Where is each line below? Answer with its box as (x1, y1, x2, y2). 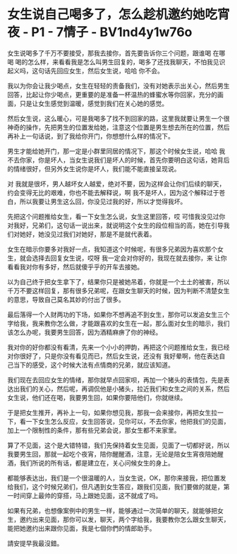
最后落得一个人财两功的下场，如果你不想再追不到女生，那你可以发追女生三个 (7, 310, 230, 319)
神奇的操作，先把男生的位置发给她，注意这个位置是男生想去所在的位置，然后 (7, 123, 230, 131)
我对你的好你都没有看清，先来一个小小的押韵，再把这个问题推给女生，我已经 (7, 343, 230, 351)
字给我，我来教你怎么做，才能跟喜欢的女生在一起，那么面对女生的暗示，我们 (7, 319, 230, 327)
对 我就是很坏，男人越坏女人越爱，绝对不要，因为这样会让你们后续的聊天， (7, 179, 226, 188)
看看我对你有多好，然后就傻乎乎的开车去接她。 (7, 262, 143, 271)
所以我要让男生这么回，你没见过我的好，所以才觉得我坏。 (19, 197, 187, 206)
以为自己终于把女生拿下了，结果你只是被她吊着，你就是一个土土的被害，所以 (7, 277, 230, 286)
